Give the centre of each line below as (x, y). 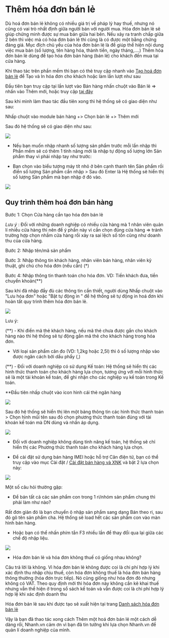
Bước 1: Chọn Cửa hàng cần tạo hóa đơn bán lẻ (54, 214)
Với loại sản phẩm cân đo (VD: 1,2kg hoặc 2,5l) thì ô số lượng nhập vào (86, 351)
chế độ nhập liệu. (31, 538)
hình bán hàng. (21, 522)
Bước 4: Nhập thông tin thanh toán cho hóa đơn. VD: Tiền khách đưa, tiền (82, 275)
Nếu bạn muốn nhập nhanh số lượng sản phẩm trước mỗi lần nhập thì (85, 145)
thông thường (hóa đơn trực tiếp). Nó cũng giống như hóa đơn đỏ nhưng (80, 578)
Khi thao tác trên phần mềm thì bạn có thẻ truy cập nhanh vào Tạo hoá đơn (83, 71)
